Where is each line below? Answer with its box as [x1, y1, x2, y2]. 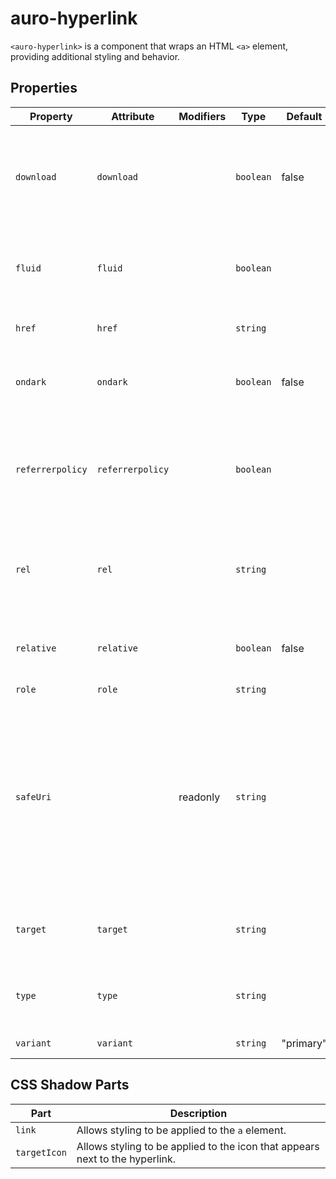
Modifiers [178, 109, 227, 123]
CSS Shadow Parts [10, 1077, 130, 1094]
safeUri [15, 791, 52, 802]
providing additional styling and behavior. [10, 50, 181, 62]
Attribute [111, 109, 155, 123]
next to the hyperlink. [76, 1152, 177, 1166]
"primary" [281, 1036, 328, 1050]
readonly [178, 790, 221, 804]
